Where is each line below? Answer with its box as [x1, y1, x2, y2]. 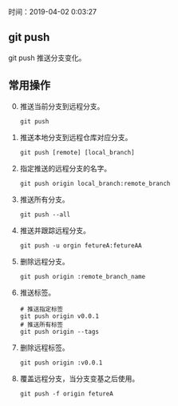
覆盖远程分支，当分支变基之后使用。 [19, 373, 140, 383]
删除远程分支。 [19, 256, 69, 266]
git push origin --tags [19, 328, 100, 336]
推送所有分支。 [19, 195, 69, 204]
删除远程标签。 [19, 343, 69, 352]
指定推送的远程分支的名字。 [19, 163, 112, 173]
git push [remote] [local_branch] [19, 148, 135, 156]
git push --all [19, 211, 71, 219]
